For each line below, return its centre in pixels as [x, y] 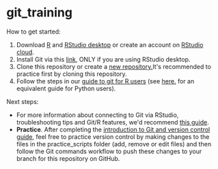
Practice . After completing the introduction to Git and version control [113, 129]
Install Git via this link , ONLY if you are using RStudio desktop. [103, 59]
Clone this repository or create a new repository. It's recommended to [113, 66]
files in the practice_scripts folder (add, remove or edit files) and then [114, 144]
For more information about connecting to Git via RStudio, [97, 115]
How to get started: [33, 31]
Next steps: [23, 101]
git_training [40, 13]
